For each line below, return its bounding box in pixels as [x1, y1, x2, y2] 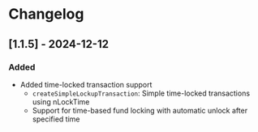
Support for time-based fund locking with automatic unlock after [32, 105, 248, 115]
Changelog [8, 5, 84, 23]
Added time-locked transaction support [19, 79, 153, 89]
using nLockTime [32, 96, 90, 106]
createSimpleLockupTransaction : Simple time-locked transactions [32, 88, 250, 98]
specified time [32, 114, 80, 124]
